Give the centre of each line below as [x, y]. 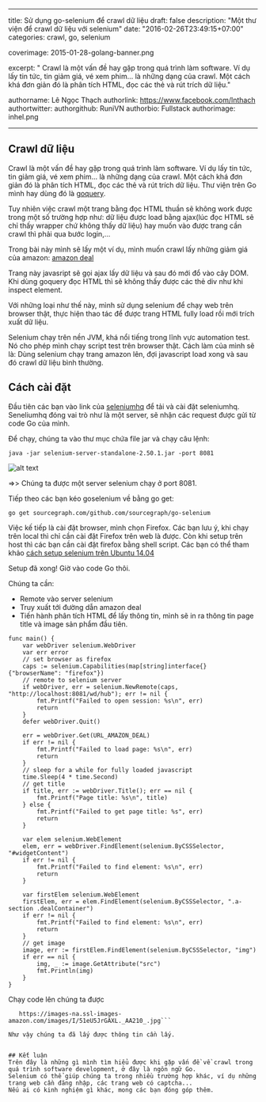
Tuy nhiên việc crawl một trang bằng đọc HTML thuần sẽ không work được [131, 208]
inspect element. [36, 290]
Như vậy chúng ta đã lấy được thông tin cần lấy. [92, 1034]
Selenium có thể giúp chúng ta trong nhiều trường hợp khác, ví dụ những [133, 1076]
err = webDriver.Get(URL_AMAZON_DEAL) [86, 735]
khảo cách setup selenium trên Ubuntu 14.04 [81, 553]
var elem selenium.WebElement [72, 839]
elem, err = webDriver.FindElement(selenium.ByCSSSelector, [123, 846]
